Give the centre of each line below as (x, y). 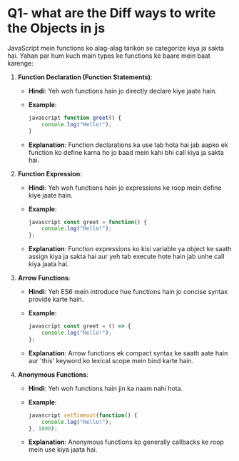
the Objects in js (56, 28)
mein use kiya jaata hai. (63, 450)
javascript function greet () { (75, 118)
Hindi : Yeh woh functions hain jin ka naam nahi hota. (106, 388)
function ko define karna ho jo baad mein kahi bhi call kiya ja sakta (126, 152)
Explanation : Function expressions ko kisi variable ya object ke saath (130, 249)
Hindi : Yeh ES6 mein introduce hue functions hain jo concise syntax (128, 292)
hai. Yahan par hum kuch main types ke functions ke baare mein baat (109, 56)
